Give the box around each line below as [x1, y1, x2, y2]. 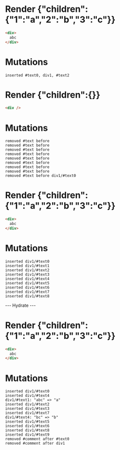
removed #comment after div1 [5, 441, 65, 446]
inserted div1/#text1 [5, 263, 50, 268]
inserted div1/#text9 [5, 432, 50, 437]
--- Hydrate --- [5, 302, 36, 308]
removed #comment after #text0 [5, 437, 70, 442]
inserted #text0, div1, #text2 [5, 73, 70, 78]
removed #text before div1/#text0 [5, 173, 77, 178]
